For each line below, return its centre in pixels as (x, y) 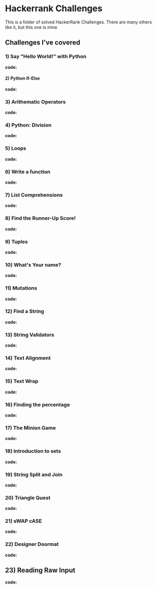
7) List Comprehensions (34, 195)
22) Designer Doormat (32, 544)
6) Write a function (28, 171)
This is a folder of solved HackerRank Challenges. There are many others (78, 22)
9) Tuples (17, 241)
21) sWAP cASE (24, 521)
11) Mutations (21, 288)
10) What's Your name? (33, 265)
